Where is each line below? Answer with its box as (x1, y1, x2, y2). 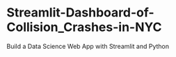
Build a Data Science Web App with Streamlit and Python (6, 42, 170, 50)
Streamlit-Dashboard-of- (6, 5, 154, 21)
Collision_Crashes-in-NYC (6, 19, 162, 35)
